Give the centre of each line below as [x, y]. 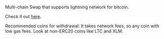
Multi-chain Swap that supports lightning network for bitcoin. [67, 7]
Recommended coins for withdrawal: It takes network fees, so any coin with [82, 26]
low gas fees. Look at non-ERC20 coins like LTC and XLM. [64, 31]
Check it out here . [23, 16]
